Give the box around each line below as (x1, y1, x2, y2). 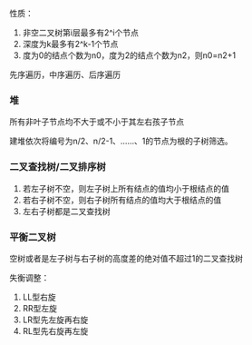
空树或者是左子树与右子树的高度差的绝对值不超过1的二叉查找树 (9, 252, 243, 263)
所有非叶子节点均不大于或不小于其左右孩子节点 (9, 116, 184, 127)
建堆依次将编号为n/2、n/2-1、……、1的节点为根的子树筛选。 (9, 135, 233, 147)
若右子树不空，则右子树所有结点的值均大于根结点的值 (22, 194, 222, 205)
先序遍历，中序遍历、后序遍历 (9, 69, 121, 80)
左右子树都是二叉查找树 (22, 205, 111, 216)
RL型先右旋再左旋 (22, 325, 89, 336)
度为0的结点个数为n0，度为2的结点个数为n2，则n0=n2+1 (22, 50, 237, 61)
